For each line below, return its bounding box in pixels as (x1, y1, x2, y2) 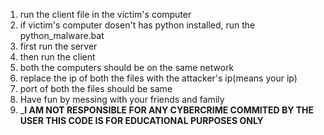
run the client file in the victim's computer (19, 9, 192, 20)
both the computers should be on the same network (19, 62, 235, 73)
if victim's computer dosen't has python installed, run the (19, 19, 256, 31)
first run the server (19, 40, 98, 52)
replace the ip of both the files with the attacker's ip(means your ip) (19, 72, 298, 84)
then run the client (19, 51, 96, 63)
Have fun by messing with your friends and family (19, 94, 225, 105)
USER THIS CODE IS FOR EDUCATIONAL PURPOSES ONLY (19, 115, 264, 126)
